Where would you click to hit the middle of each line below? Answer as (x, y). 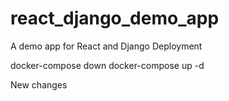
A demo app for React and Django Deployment (106, 46)
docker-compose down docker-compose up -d (107, 65)
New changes (39, 84)
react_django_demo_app (115, 18)
